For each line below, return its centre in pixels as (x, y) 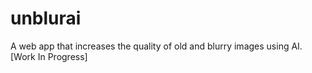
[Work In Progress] (49, 56)
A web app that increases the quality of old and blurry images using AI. (156, 46)
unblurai (46, 18)
